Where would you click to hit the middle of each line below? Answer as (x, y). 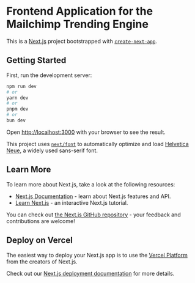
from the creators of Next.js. (42, 262)
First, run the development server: (49, 75)
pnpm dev (17, 109)
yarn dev (17, 98)
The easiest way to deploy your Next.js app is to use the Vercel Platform (97, 255)
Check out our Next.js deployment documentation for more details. (90, 273)
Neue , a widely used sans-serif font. (52, 150)
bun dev (16, 120)
